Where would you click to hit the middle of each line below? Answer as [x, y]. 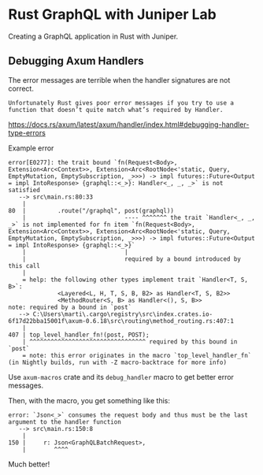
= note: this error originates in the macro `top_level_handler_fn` [137, 355]
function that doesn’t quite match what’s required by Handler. [116, 109]
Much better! [29, 464]
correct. [21, 88]
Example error [31, 148]
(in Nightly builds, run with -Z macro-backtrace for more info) [117, 362]
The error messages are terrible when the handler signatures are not [119, 80]
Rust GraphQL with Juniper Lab [112, 15]
